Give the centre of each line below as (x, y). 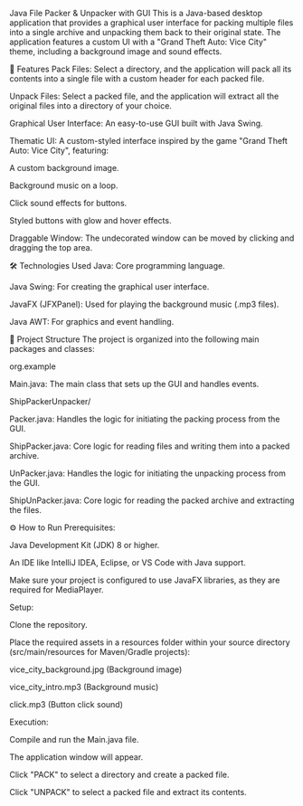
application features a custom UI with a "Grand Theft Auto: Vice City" (138, 42)
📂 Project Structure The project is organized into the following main (134, 339)
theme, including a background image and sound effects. (116, 52)
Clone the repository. (48, 625)
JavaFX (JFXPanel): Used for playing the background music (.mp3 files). (144, 304)
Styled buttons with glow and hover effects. (90, 220)
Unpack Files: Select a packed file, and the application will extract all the (144, 96)
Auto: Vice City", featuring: (59, 150)
